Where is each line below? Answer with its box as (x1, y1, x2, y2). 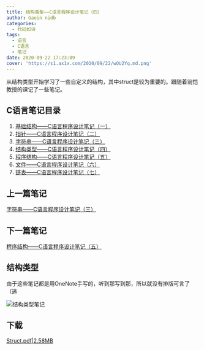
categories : (6, 20, 37, 26)
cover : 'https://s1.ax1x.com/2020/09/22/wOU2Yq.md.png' (6, 60, 152, 66)
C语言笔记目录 (6, 105, 61, 115)
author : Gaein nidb (6, 15, 56, 21)
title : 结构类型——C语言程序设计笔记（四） (6, 9, 102, 15)
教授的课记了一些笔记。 (6, 85, 66, 93)
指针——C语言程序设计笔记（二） (15, 130, 100, 138)
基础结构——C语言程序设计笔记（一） (15, 123, 111, 130)
